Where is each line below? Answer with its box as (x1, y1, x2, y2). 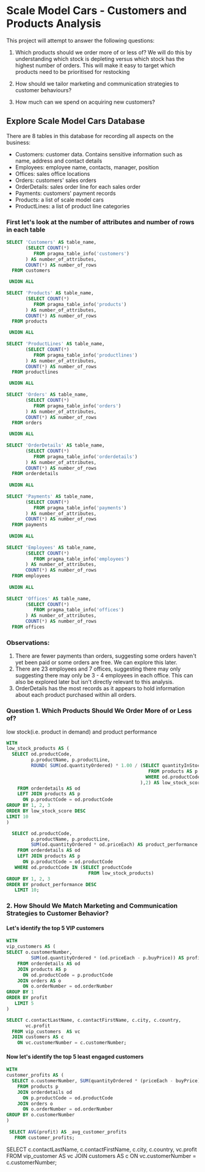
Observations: (6, 638, 50, 647)
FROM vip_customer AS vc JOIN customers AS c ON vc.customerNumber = (6, 1152, 196, 1159)
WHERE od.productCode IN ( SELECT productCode (14, 864, 132, 870)
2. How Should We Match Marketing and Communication (6, 901, 178, 910)
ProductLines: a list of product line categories (15, 202, 130, 209)
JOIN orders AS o (17, 978, 62, 984)
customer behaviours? (15, 86, 72, 93)
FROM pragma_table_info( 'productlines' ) (33, 352, 138, 358)
